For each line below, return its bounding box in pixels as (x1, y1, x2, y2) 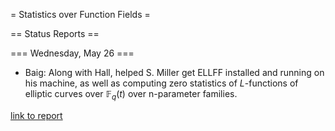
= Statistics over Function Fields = (10, 9, 151, 20)
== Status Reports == (10, 28, 100, 39)
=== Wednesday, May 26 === (10, 47, 135, 59)
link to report (10, 109, 63, 121)
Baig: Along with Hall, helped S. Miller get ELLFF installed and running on (24, 67, 325, 78)
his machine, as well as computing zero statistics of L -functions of (24, 77, 299, 89)
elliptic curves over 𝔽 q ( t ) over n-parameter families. (24, 88, 238, 102)
